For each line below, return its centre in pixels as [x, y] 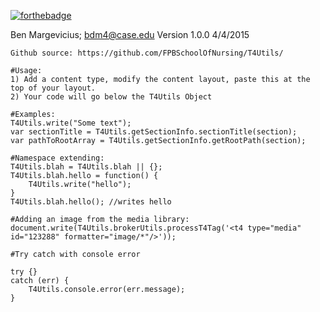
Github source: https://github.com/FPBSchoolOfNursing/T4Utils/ [147, 53]
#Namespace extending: [57, 158]
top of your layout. [53, 88]
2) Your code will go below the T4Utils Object [111, 97]
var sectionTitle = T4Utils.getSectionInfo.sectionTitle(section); [154, 132]
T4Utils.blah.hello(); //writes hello [91, 202]
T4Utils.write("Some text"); [71, 123]
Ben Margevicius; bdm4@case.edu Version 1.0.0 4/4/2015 [130, 34]
